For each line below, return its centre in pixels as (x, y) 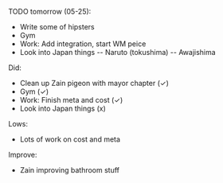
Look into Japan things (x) (63, 108)
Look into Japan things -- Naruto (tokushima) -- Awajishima (118, 52)
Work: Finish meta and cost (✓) (71, 100)
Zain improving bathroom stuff (70, 170)
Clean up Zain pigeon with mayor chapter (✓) (94, 83)
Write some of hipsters (57, 27)
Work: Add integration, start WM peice (83, 44)
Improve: (23, 155)
